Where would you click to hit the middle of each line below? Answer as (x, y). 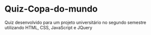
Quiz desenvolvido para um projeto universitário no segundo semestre (75, 22)
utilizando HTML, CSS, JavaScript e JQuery (48, 27)
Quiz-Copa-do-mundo (51, 9)
